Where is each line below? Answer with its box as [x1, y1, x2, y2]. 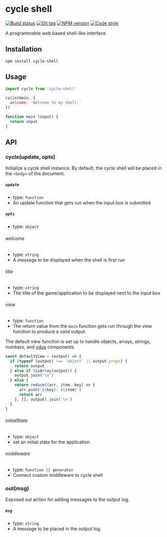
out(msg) [5, 485, 29, 492]
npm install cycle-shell [5, 59, 59, 64]
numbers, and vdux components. [5, 344, 76, 350]
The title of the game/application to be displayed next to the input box [12, 290, 161, 296]
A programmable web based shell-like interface [5, 30, 106, 36]
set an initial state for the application [12, 439, 90, 445]
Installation [5, 45, 42, 54]
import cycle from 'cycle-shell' [5, 86, 77, 91]
